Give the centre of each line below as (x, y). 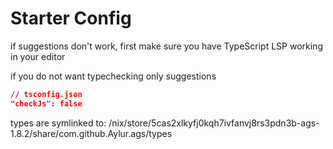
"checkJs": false (46, 103)
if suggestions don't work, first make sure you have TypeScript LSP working (166, 46)
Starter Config (71, 18)
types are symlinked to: (58, 123)
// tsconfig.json (46, 94)
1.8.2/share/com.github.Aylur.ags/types (91, 133)
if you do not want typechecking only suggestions (113, 76)
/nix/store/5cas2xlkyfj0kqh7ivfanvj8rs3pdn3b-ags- (214, 123)
